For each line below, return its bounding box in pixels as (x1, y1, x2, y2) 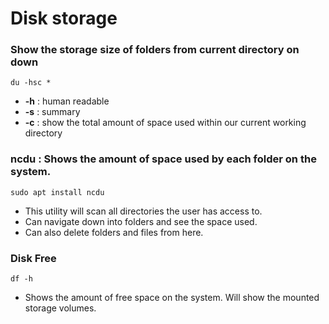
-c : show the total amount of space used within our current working (24, 117, 307, 129)
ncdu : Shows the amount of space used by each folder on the (10, 152, 317, 166)
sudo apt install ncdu (10, 187, 105, 197)
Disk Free (10, 251, 57, 265)
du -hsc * (10, 78, 52, 88)
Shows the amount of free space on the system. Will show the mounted (24, 292, 320, 304)
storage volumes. (24, 302, 97, 314)
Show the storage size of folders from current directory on (10, 43, 300, 57)
